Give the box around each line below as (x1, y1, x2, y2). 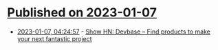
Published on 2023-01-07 (7, 5, 157, 21)
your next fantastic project (17, 34, 92, 42)
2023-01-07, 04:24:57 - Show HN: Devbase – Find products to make (17, 27, 211, 36)
